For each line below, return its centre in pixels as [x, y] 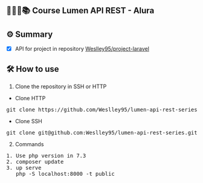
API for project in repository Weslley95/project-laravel [82, 49]
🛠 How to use [33, 69]
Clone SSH [28, 121]
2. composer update [35, 162]
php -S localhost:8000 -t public [65, 174]
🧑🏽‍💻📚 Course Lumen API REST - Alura [80, 11]
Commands [29, 144]
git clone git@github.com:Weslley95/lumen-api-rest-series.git [102, 133]
